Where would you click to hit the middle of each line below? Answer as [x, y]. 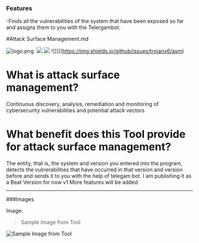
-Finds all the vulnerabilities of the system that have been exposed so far [95, 21]
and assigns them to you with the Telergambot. [63, 27]
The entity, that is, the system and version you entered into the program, [94, 164]
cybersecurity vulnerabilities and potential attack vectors [76, 110]
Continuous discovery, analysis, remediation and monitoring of [82, 104]
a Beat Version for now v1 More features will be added [72, 183]
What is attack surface [63, 75]
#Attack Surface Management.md [47, 39]
